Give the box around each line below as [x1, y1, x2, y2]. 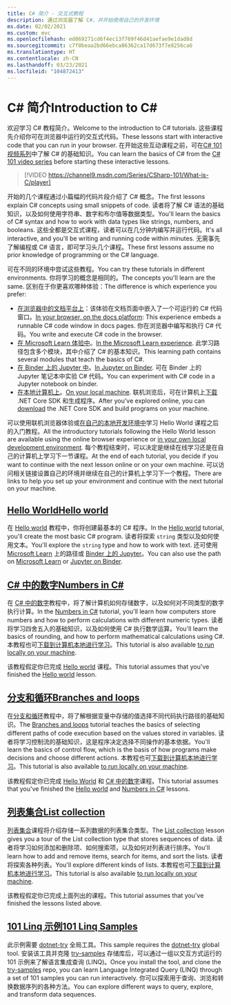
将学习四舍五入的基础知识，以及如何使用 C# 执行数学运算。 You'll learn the [7, 624, 219, 633]
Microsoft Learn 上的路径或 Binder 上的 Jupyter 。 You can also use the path [7, 550, 221, 558]
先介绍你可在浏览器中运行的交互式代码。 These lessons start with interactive [7, 133, 223, 141]
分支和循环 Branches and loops [7, 692, 140, 704]
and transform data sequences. [7, 990, 97, 998]
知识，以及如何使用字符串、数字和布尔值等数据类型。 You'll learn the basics [7, 210, 221, 218]
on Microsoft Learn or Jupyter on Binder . [7, 557, 123, 566]
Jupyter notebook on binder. [17, 380, 99, 388]
